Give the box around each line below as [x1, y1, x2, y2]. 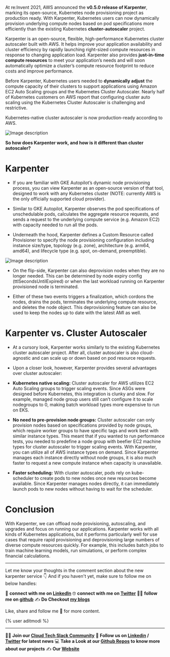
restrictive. [5, 105, 28, 111]
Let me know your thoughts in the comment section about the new [5, 567, 144, 573]
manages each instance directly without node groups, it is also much [12, 454, 156, 461]
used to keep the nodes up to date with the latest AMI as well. [12, 309, 142, 316]
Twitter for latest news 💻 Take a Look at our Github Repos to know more [5, 638, 160, 644]
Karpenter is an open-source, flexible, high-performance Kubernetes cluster [5, 36, 164, 42]
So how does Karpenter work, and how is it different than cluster [5, 140, 144, 146]
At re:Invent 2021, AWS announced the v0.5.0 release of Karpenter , [5, 5, 148, 10]
